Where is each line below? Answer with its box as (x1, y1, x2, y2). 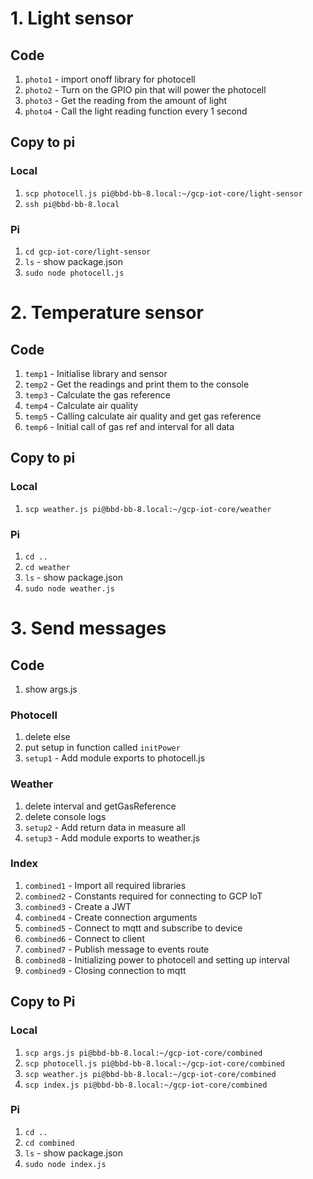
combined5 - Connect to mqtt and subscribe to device (24, 922, 243, 934)
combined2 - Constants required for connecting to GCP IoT (24, 890, 263, 902)
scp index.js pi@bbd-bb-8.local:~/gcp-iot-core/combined (24, 1080, 268, 1090)
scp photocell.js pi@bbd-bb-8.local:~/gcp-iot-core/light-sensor (24, 188, 303, 199)
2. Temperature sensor (10, 302, 204, 324)
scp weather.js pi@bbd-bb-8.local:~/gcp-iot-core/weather (24, 504, 272, 514)
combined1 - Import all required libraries (24, 879, 187, 891)
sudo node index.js (24, 1159, 107, 1169)
